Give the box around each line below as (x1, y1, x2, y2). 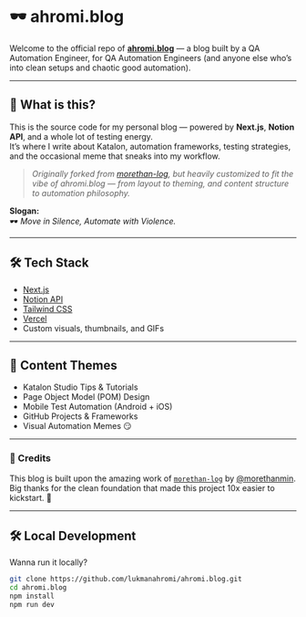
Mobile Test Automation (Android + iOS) (22, 402, 173, 413)
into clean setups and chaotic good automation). (9, 62, 191, 73)
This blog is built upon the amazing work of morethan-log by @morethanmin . (9, 473, 296, 484)
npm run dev (9, 601, 55, 610)
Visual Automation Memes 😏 (22, 421, 132, 432)
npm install (9, 591, 55, 601)
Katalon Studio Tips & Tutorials (22, 382, 138, 392)
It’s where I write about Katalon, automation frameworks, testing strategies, (9, 141, 291, 152)
